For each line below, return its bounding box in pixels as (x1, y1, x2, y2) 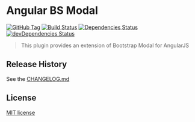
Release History (6, 59, 67, 69)
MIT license (6, 109, 36, 116)
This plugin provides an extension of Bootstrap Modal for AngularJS (20, 42, 190, 49)
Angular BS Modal (6, 4, 98, 18)
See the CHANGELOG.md (6, 75, 70, 82)
